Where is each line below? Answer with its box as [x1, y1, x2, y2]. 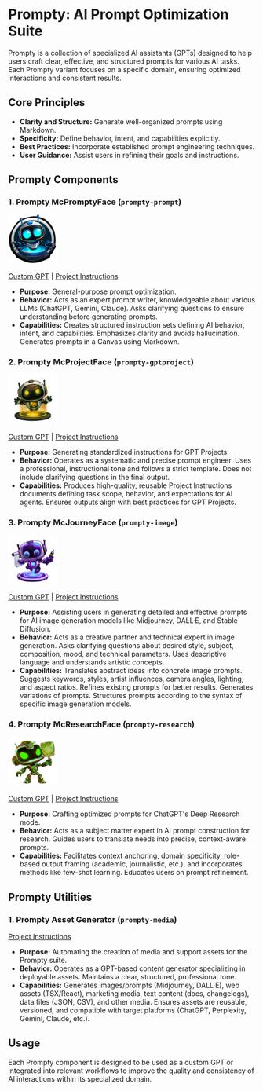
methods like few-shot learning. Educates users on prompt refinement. [19, 868, 249, 877]
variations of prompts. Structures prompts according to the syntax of [19, 691, 243, 701]
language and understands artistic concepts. [19, 657, 165, 667]
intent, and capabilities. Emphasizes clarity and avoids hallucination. [19, 328, 240, 339]
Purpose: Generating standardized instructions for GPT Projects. [19, 447, 230, 456]
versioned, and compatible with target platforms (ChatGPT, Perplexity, [19, 1005, 247, 1015]
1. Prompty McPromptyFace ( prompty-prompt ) [8, 196, 182, 207]
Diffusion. [19, 624, 51, 634]
